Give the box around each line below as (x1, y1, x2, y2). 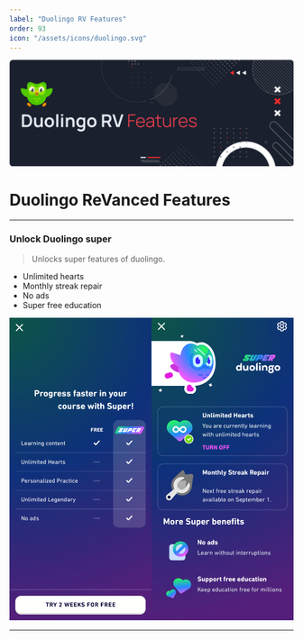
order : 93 (9, 23, 47, 33)
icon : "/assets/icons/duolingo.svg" (9, 33, 147, 42)
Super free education (22, 299, 102, 310)
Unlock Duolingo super (9, 233, 113, 245)
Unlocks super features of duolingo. (31, 253, 166, 264)
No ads (22, 289, 50, 301)
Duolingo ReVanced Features (9, 189, 231, 210)
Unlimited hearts (22, 270, 84, 281)
